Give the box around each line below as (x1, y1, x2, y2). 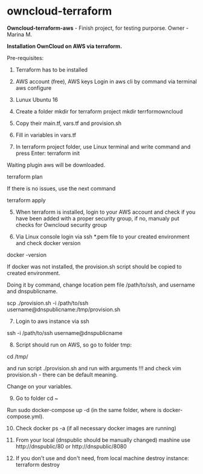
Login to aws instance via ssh (15, 317, 89, 325)
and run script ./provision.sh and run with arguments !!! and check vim (7, 364, 182, 371)
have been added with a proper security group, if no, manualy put (15, 214, 180, 222)
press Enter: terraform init (15, 149, 80, 157)
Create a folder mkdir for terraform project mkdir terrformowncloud (15, 107, 183, 115)
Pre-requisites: (7, 54, 44, 61)
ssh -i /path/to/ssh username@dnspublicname (7, 329, 123, 336)
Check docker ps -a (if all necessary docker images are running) (15, 424, 177, 432)
